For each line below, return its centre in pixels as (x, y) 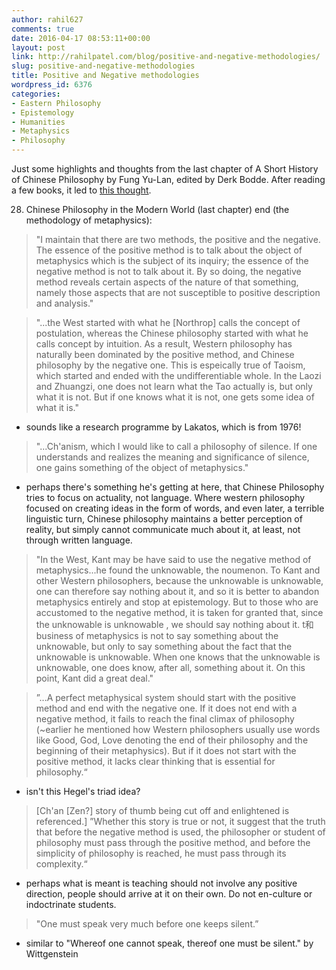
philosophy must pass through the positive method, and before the (173, 842)
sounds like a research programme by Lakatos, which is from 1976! (163, 427)
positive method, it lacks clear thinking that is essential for (155, 761)
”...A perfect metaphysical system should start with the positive (166, 697)
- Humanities (38, 122)
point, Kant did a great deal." (94, 678)
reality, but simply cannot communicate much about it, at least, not (163, 529)
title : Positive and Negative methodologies (105, 76)
